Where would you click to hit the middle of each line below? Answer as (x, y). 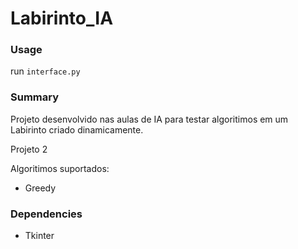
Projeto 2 (29, 149)
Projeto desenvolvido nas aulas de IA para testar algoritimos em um (149, 119)
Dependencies (46, 214)
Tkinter (39, 236)
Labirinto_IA (62, 18)
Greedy (40, 188)
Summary (35, 97)
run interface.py (45, 71)
